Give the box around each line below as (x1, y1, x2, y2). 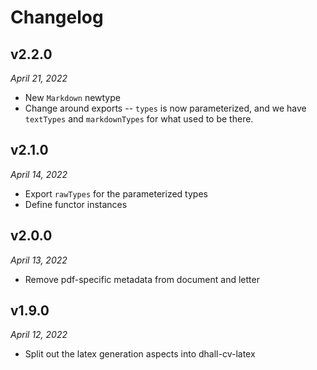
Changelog (10, 6, 104, 29)
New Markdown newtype (24, 92, 121, 103)
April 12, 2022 (10, 329, 68, 341)
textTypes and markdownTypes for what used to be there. (24, 113, 254, 125)
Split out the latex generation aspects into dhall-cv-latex (24, 348, 256, 360)
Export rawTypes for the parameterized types (24, 187, 208, 200)
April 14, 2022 (10, 168, 68, 180)
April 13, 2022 (10, 254, 68, 266)
